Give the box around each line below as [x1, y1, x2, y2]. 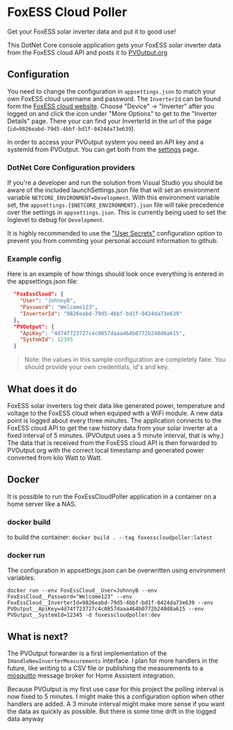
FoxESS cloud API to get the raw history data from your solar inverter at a [7, 424, 218, 432]
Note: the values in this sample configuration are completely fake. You [24, 356, 226, 364]
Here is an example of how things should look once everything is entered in [7, 270, 225, 278]
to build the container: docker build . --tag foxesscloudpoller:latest [7, 533, 213, 541]
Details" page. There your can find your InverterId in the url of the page [7, 117, 212, 125]
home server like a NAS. [7, 499, 77, 508]
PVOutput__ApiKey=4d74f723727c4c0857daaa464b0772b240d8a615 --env [7, 606, 204, 613]
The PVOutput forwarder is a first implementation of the [7, 649, 167, 657]
